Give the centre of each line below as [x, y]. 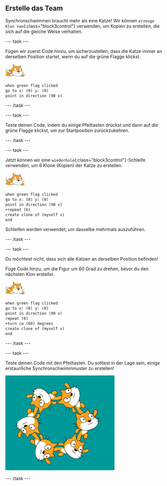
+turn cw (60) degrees [29, 323]
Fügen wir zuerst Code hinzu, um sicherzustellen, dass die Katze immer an [83, 51]
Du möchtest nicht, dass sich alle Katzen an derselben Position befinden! [82, 259]
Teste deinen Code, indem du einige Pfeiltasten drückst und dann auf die [82, 125]
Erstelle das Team [34, 8]
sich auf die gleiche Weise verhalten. [44, 31]
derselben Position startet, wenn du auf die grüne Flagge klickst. [73, 56]
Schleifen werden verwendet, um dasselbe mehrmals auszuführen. [76, 229]
